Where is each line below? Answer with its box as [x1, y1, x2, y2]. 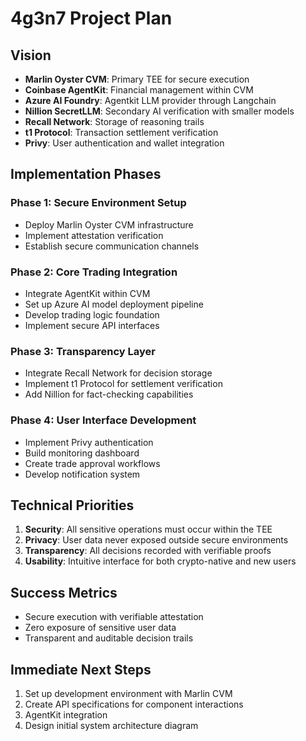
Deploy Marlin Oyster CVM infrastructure [24, 218, 194, 231]
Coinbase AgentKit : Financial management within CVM [24, 84, 254, 96]
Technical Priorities [10, 497, 135, 514]
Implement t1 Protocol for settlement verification [24, 378, 223, 390]
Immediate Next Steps [10, 661, 152, 678]
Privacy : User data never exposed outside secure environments [24, 534, 289, 546]
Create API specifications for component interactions [24, 698, 244, 711]
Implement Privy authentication [24, 436, 154, 448]
